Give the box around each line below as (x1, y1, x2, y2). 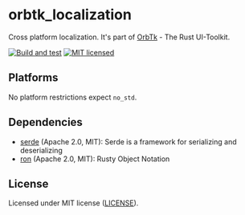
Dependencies (8, 116, 83, 129)
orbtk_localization (8, 6, 133, 24)
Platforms (8, 71, 59, 85)
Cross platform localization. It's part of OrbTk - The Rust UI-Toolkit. (8, 32, 231, 42)
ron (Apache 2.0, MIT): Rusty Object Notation (19, 154, 170, 164)
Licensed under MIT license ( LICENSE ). (8, 198, 139, 208)
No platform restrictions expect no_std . (8, 92, 137, 102)
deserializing (19, 145, 63, 155)
